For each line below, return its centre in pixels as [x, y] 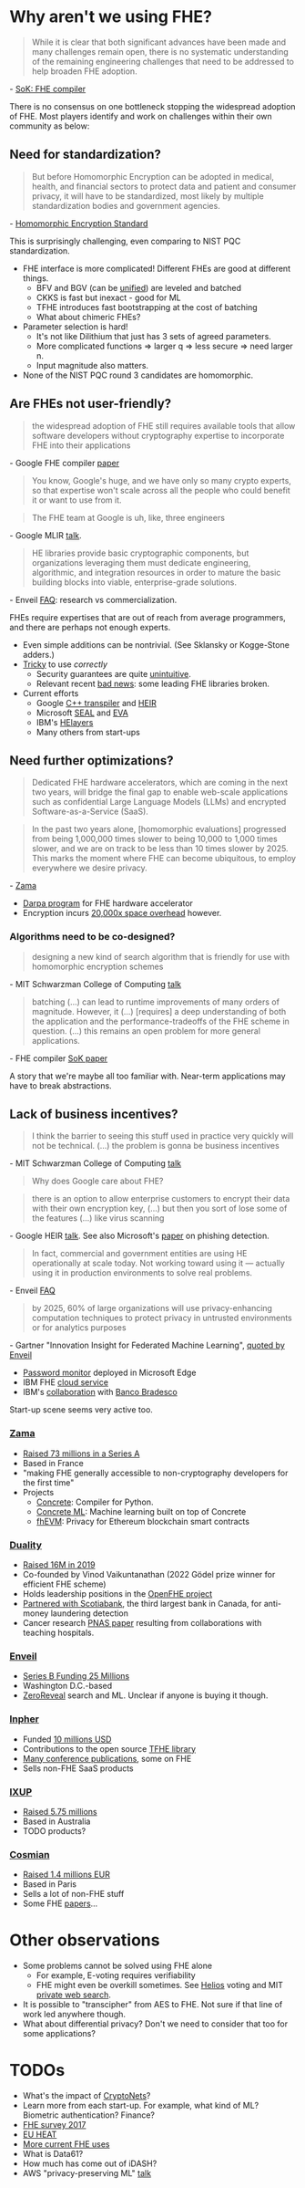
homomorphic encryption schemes [97, 966]
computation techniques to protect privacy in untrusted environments [162, 1318]
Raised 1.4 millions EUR [66, 1875]
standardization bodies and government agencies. [126, 205]
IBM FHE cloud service [66, 1382]
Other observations [85, 1940]
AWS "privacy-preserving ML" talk [87, 2173]
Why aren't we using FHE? [111, 17]
